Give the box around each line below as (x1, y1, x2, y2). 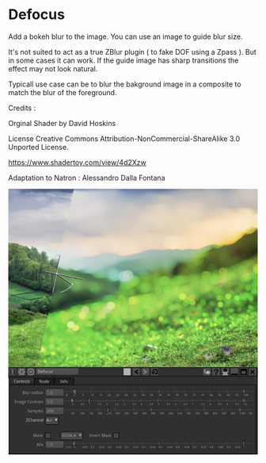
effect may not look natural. (8, 63, 98, 73)
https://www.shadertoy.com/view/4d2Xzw (8, 157, 146, 167)
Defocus (8, 6, 66, 24)
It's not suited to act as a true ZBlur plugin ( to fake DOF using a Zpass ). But (8, 47, 257, 56)
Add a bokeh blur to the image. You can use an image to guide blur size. (8, 32, 243, 41)
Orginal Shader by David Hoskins (8, 118, 116, 128)
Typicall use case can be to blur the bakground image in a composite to (8, 79, 241, 89)
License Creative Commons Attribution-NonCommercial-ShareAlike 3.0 (8, 133, 240, 143)
